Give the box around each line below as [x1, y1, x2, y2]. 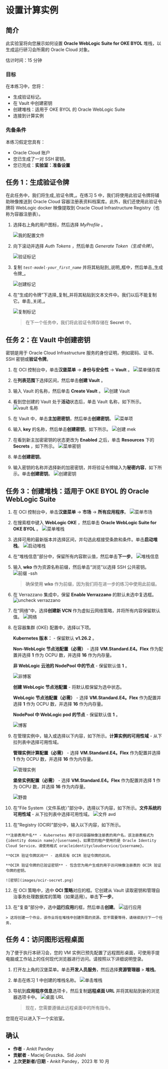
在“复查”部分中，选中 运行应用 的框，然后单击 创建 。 [12, 904, 118, 910]
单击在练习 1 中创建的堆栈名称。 [12, 977, 79, 983]
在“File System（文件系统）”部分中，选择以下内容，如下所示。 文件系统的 [12, 805, 161, 811]
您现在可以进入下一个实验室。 [5, 1015, 67, 1021]
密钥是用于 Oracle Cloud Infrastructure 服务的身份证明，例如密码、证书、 [5, 350, 156, 356]
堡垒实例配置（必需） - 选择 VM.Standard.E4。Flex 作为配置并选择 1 [12, 777, 155, 783]
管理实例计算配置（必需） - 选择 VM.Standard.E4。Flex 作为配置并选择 [12, 750, 161, 756]
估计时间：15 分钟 [5, 57, 42, 63]
